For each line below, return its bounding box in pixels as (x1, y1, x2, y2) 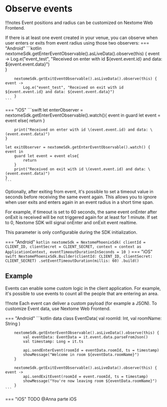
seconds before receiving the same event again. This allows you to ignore (5, 194, 157, 200)
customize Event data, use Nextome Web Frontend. (5, 305, 111, 311)
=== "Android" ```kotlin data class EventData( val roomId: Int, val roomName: (5, 315, 162, 321)
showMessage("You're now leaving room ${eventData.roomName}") (23, 378, 157, 383)
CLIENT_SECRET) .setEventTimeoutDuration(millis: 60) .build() (5, 258, 140, 263)
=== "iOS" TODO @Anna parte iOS (5, 396, 77, 402)
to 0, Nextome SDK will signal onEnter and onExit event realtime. (5, 219, 138, 225)
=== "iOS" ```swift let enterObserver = (5, 107, 83, 113)
